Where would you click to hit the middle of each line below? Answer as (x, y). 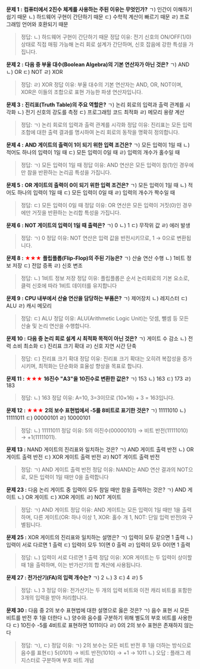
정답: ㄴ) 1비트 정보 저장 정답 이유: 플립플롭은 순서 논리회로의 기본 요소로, (105, 278)
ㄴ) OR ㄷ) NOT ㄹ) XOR (35, 72)
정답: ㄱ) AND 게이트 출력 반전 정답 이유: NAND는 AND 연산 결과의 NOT (104, 469)
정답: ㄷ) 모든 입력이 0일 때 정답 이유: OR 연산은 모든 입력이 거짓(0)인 (101, 205)
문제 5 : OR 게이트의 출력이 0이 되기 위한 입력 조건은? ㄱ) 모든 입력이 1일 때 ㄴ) (96, 185)
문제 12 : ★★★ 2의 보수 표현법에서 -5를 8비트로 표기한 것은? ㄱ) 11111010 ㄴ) (96, 410)
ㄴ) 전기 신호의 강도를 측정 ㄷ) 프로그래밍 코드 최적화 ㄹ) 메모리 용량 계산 (101, 112)
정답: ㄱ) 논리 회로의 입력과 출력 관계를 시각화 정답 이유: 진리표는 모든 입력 (106, 125)
